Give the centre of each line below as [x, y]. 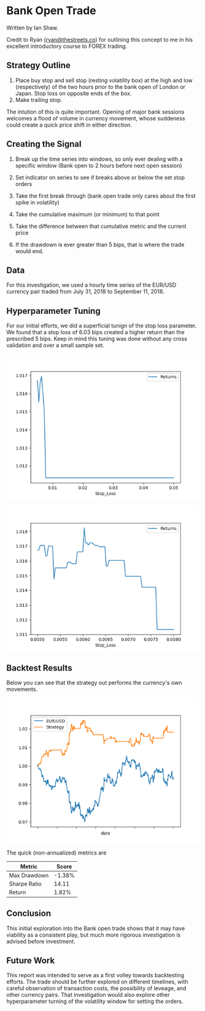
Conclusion [29, 914]
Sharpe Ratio [25, 884]
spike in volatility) [37, 202]
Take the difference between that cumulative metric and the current [101, 226]
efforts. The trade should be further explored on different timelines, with [97, 982]
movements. [22, 689]
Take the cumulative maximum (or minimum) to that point [87, 214]
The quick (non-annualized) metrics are [56, 853]
